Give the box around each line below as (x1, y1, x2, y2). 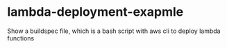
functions (7, 34, 35, 42)
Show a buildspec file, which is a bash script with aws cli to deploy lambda (7, 27, 221, 35)
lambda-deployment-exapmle (7, 4, 184, 20)
